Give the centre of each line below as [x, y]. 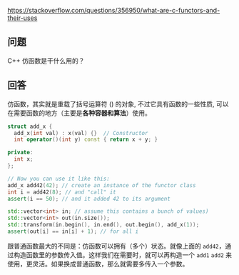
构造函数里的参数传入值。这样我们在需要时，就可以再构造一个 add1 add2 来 [123, 255]
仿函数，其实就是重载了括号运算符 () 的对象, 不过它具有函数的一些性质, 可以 [118, 104]
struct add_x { [30, 126]
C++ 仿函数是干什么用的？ [46, 61]
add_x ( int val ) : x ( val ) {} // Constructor [81, 133]
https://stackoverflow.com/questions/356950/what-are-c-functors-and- [114, 10]
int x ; [24, 159]
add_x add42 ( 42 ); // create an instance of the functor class [102, 185]
